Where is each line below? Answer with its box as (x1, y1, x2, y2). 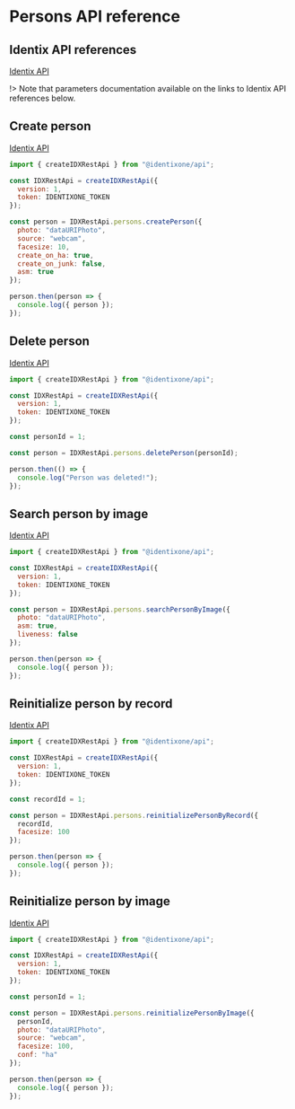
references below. (9, 92, 76, 103)
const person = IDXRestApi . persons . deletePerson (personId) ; (9, 448, 239, 457)
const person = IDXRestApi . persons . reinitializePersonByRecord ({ (9, 811, 258, 820)
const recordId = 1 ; (9, 795, 87, 804)
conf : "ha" (17, 1051, 58, 1060)
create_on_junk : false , (17, 259, 106, 268)
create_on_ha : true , (17, 251, 94, 260)
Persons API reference (9, 6, 181, 27)
